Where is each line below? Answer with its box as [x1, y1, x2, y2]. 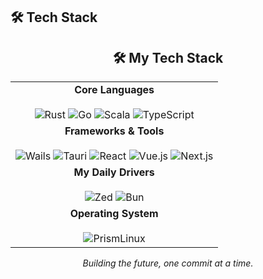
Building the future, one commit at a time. [82, 257, 254, 269]
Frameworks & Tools [64, 124, 165, 138]
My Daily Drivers [73, 165, 155, 179]
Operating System [69, 207, 159, 221]
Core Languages [74, 83, 155, 97]
